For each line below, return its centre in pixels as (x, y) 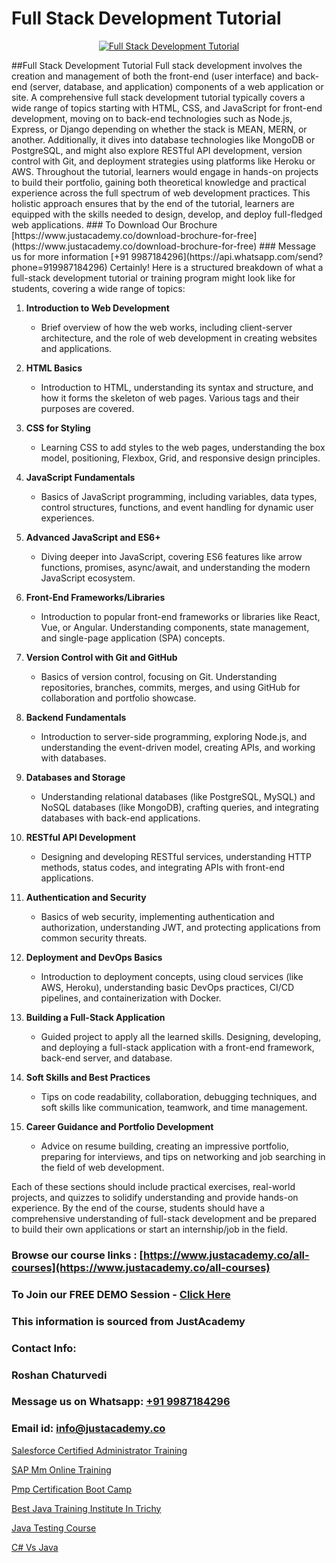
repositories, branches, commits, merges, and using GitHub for (170, 687)
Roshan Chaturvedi (59, 1375)
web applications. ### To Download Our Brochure (114, 224)
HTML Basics (54, 368)
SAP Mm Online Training (61, 1469)
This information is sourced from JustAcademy (128, 1321)
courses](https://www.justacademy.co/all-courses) (141, 1267)
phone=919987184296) (59, 267)
